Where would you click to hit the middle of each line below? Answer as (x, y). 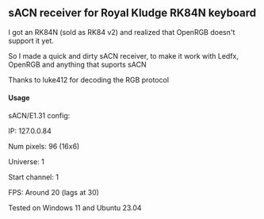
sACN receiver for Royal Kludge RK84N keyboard (132, 13)
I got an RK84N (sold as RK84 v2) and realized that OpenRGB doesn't (122, 32)
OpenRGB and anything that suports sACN (77, 64)
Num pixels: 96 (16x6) (44, 147)
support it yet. (31, 40)
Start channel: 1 (34, 177)
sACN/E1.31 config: (39, 116)
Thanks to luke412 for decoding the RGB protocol (88, 79)
